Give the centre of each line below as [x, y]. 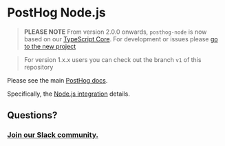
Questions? [32, 115]
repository [39, 67]
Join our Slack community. [53, 135]
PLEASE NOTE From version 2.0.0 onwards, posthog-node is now [115, 32]
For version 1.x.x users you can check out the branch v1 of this [112, 59]
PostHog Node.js [56, 13]
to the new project [50, 46]
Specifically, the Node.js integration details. [69, 94]
